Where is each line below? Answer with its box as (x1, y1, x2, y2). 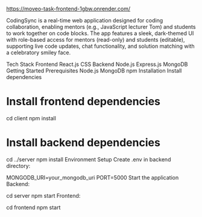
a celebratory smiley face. (6, 49, 71, 56)
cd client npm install (6, 114, 56, 121)
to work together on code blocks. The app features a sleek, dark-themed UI (6, 30, 194, 37)
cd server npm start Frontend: (6, 192, 81, 199)
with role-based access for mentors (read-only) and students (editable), (6, 36, 185, 43)
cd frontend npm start (6, 204, 61, 211)
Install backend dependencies (6, 136, 161, 150)
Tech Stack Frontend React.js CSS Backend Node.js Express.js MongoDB (6, 60, 188, 68)
